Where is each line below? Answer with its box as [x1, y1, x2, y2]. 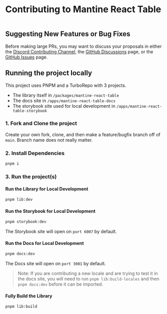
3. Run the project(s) [5, 173, 57, 180]
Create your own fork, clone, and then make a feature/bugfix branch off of [5, 131, 161, 138]
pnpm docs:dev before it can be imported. [17, 281, 103, 288]
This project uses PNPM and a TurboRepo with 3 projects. [5, 82, 126, 88]
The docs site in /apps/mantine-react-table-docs [12, 98, 116, 104]
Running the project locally [5, 69, 92, 77]
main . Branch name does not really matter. [5, 137, 93, 143]
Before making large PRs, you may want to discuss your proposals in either [5, 43, 162, 49]
